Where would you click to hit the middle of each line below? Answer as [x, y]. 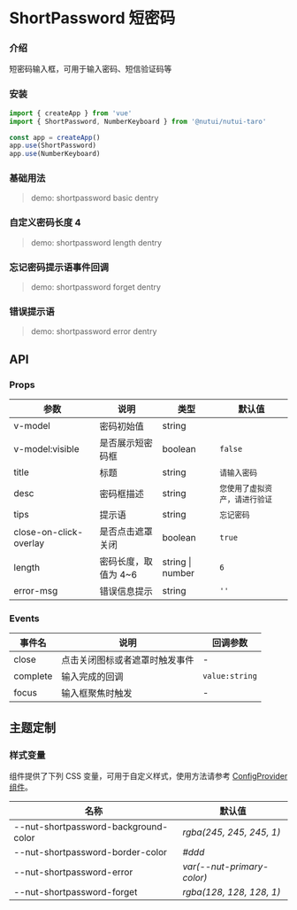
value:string [230, 676]
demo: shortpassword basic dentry [95, 198]
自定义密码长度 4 [45, 222]
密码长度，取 [126, 562]
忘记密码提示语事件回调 [59, 267]
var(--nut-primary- [226, 867]
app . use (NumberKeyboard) [55, 154]
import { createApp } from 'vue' [71, 113]
